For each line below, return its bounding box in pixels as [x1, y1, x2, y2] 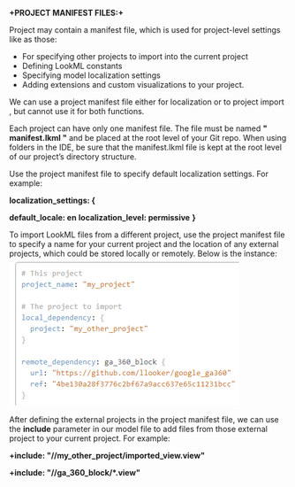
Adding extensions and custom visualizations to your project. [21, 80, 245, 89]
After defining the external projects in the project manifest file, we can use [9, 414, 280, 424]
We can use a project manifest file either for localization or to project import [9, 97, 284, 107]
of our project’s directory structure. [9, 151, 137, 162]
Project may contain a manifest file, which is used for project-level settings [9, 25, 281, 35]
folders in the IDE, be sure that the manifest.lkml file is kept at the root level [9, 142, 283, 152]
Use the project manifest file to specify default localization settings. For [9, 168, 269, 179]
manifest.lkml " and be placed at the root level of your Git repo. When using [9, 133, 287, 143]
